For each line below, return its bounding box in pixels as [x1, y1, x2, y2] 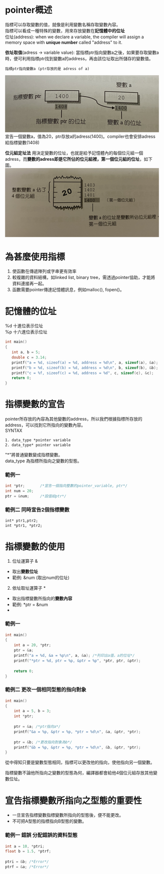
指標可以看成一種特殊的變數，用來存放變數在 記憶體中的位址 [5, 27, 125, 33]
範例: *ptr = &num [12, 601, 48, 608]
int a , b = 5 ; [11, 350, 41, 355]
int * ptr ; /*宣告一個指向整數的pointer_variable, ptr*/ [5, 483, 128, 488]
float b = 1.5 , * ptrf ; [5, 849, 51, 854]
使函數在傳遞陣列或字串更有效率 [12, 268, 77, 275]
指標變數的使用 [5, 541, 65, 552]
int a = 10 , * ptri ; [5, 844, 45, 849]
